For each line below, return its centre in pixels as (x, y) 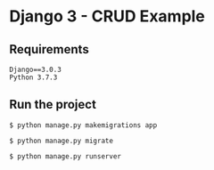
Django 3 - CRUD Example (107, 16)
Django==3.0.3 (36, 69)
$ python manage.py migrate (62, 141)
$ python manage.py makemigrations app (83, 125)
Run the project (53, 105)
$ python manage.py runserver (66, 156)
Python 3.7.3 (33, 77)
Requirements (49, 49)
